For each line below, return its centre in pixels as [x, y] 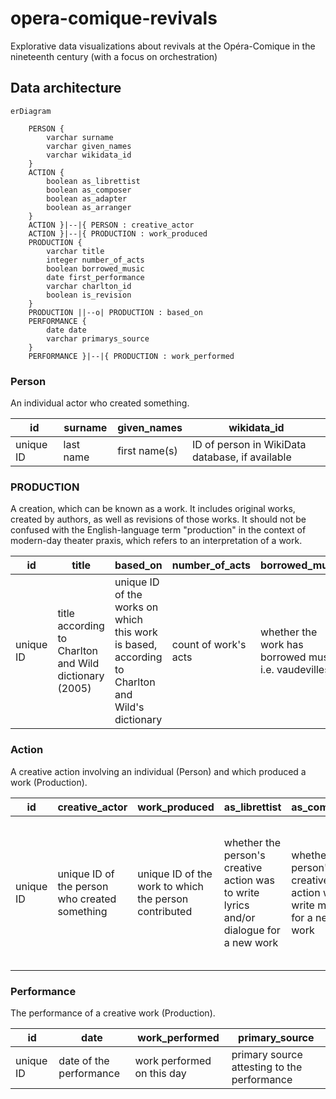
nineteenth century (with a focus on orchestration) [114, 56]
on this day [160, 1073]
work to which [171, 886]
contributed [165, 911]
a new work [251, 942]
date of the [84, 1060]
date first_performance [95, 277]
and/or [239, 917]
